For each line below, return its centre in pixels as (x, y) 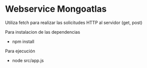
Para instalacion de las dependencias (43, 32)
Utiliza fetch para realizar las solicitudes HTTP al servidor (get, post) (74, 23)
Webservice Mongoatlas (56, 9)
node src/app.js (28, 60)
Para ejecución (20, 51)
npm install (23, 41)
